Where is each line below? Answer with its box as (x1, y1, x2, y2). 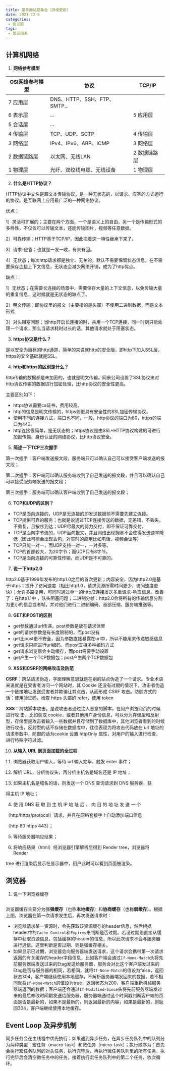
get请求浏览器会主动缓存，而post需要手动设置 (13, 648, 109, 654)
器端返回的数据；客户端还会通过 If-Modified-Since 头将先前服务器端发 (13, 986, 158, 992)
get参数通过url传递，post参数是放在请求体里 (13, 623, 105, 629)
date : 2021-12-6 (6, 12, 40, 17)
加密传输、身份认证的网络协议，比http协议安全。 (13, 433, 115, 439)
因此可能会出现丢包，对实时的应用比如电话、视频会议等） (22, 536, 142, 542)
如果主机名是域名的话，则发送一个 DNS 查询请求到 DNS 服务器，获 (13, 780, 152, 786)
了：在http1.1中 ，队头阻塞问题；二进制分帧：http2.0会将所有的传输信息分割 (6, 595, 163, 601)
